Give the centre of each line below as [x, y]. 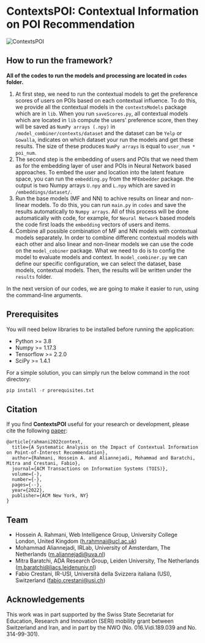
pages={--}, [27, 485]
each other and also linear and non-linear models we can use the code [104, 244]
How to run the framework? [60, 60]
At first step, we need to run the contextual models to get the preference [106, 94]
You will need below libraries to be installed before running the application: [100, 329]
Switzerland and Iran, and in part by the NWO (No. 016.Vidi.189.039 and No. [102, 627]
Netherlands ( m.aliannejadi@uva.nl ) [60, 555]
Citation [22, 409]
